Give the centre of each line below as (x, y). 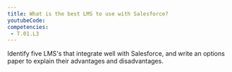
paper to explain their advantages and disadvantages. (85, 61)
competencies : (28, 27)
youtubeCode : (26, 20)
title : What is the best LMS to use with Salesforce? (88, 14)
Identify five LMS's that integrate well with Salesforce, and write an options (116, 54)
